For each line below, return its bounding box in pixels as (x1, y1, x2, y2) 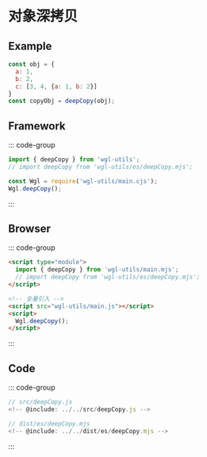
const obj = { (8, 60, 56, 68)
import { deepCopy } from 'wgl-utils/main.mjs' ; (15, 266, 179, 274)
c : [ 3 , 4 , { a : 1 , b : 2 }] (15, 83, 98, 90)
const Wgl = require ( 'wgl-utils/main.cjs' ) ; (8, 177, 158, 185)
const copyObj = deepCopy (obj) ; (8, 97, 115, 106)
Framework (8, 119, 66, 132)
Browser (8, 221, 52, 235)
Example (8, 39, 52, 52)
